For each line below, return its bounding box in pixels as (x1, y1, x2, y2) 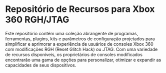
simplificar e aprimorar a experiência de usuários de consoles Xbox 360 (5, 41, 153, 47)
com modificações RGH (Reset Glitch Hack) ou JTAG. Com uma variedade (5, 46, 158, 52)
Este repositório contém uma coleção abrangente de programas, (5, 30, 138, 36)
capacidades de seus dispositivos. (5, 62, 76, 68)
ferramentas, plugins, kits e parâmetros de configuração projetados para (5, 36, 155, 42)
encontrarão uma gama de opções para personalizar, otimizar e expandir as (5, 57, 161, 63)
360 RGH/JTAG (5, 14, 69, 25)
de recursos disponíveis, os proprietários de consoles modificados (5, 51, 142, 58)
